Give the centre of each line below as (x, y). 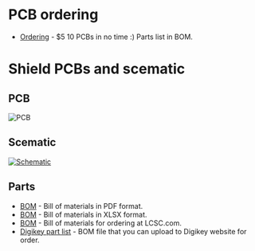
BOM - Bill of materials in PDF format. (81, 206)
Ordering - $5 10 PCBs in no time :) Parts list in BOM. (106, 37)
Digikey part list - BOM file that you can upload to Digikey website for (133, 231)
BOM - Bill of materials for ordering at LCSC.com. (100, 223)
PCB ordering (53, 15)
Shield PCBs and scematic (97, 69)
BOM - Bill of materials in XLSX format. (83, 214)
